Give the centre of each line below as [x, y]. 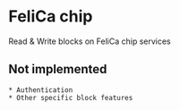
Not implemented [58, 69]
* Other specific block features [71, 97]
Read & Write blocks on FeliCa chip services [90, 41]
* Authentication [41, 90]
